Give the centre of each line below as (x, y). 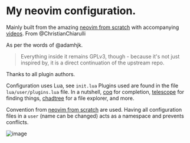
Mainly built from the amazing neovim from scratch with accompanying (93, 27)
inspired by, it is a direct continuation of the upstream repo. (92, 63)
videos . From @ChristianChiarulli (46, 33)
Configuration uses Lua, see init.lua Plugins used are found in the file (92, 85)
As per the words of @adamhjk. (45, 45)
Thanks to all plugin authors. (41, 74)
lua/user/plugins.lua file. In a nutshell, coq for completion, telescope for (95, 92)
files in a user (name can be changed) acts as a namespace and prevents (95, 116)
